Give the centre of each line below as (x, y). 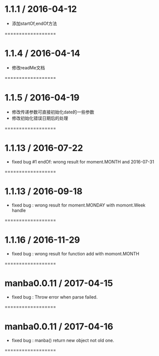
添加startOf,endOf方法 (34, 23)
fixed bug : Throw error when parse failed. (55, 297)
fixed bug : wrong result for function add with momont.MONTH (76, 254)
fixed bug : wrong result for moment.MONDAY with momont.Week (79, 205)
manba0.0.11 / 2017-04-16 (59, 327)
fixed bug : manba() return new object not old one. (63, 340)
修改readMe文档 (28, 67)
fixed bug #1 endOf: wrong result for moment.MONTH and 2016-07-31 (83, 161)
